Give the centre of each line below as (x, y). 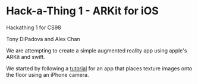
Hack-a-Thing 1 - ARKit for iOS (82, 11)
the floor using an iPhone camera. (48, 74)
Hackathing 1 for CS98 (34, 27)
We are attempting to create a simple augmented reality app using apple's (97, 50)
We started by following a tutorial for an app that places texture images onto (99, 68)
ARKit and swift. (26, 57)
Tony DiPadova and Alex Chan (43, 39)
